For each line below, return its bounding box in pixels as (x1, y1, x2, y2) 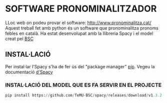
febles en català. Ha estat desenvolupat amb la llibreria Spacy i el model (5, 30, 153, 36)
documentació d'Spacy (5, 69, 53, 75)
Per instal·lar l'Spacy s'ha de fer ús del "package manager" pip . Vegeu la (5, 63, 155, 69)
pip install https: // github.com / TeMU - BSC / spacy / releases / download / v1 (5, 93, 153, 98)
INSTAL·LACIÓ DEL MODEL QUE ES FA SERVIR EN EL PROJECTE (5, 81, 162, 88)
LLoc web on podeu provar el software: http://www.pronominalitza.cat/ (5, 20, 151, 26)
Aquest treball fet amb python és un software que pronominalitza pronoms (5, 25, 158, 31)
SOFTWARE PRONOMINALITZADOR (5, 3, 157, 15)
